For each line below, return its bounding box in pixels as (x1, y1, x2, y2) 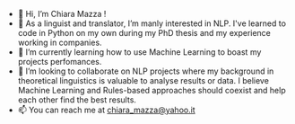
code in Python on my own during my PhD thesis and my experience (17, 28, 272, 38)
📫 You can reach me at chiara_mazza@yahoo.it (17, 104, 195, 115)
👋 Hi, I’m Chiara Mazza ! (17, 9, 107, 19)
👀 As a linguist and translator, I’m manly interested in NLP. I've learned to (17, 18, 287, 29)
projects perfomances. (17, 57, 102, 66)
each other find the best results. (17, 94, 137, 105)
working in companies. (17, 37, 102, 48)
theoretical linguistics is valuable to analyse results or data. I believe (17, 75, 269, 85)
